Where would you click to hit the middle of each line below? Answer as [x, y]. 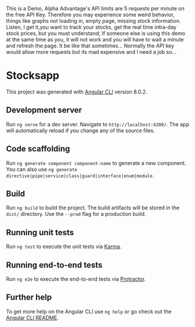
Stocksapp [33, 76]
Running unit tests [40, 233]
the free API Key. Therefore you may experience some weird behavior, [90, 15]
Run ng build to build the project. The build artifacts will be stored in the [93, 208]
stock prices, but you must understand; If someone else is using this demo [96, 33]
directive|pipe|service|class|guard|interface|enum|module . [80, 175]
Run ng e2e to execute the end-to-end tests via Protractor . [76, 279]
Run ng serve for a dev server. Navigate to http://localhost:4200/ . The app [98, 124]
